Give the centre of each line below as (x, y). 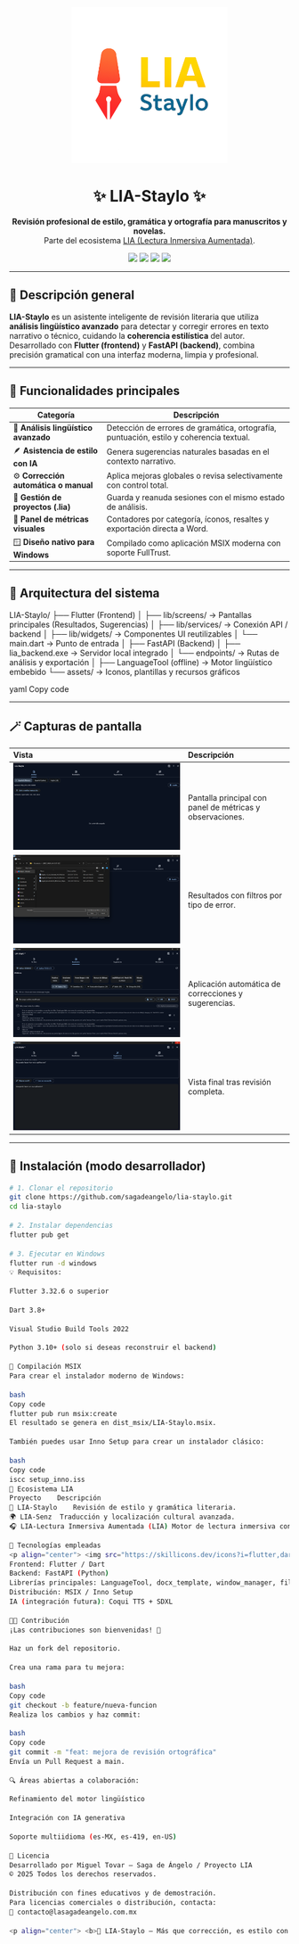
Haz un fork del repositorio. (65, 1649)
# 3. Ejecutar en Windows (57, 1254)
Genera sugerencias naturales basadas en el (188, 452)
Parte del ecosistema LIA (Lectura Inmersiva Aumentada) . (149, 240)
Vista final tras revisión (230, 1083)
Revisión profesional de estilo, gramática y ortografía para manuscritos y (149, 221)
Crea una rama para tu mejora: (67, 1668)
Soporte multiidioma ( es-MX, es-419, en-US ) (93, 1837)
